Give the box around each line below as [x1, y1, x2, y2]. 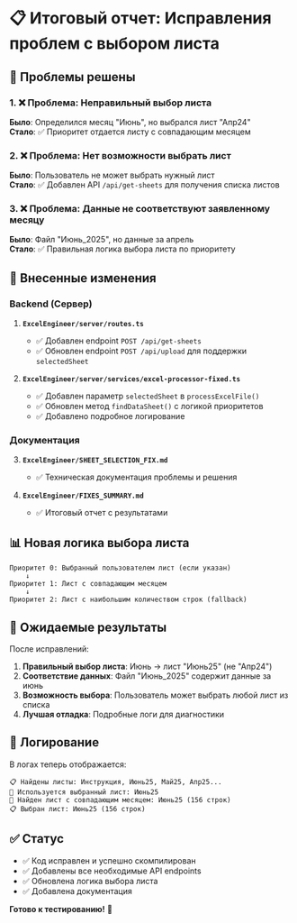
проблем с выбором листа [9, 33, 220, 54]
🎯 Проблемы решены [9, 69, 136, 85]
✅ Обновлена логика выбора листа [22, 875, 158, 886]
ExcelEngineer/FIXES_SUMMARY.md [22, 491, 144, 501]
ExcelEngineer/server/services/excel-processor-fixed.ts [22, 375, 241, 384]
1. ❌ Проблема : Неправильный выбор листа [9, 96, 212, 109]
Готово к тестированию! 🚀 [9, 903, 112, 914]
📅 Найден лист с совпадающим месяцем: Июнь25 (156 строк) [9, 795, 231, 804]
